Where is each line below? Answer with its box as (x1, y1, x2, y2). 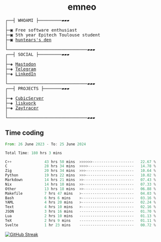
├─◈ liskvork (5, 100, 37, 106)
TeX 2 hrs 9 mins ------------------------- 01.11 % (5, 218, 156, 223)
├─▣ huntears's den (5, 37, 52, 42)
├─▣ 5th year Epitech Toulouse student (5, 32, 101, 37)
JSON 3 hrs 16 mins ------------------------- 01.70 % (5, 209, 156, 214)
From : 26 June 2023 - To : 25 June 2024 (5, 142, 86, 147)
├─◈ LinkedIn (5, 71, 37, 76)
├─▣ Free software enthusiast (5, 27, 78, 33)
